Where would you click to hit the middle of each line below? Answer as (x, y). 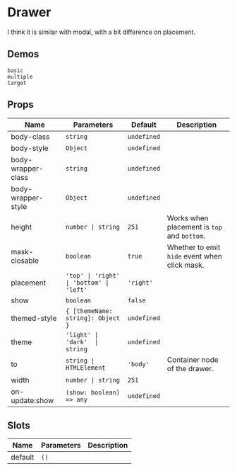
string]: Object (93, 318)
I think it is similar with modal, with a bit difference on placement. (102, 32)
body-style (30, 148)
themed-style (34, 318)
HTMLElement (86, 368)
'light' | (82, 335)
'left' (77, 290)
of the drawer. (190, 368)
